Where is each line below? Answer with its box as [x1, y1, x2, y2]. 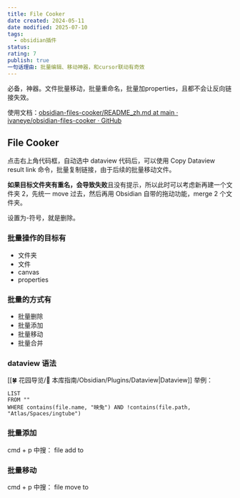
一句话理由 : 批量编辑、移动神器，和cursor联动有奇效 [7, 63, 145, 71]
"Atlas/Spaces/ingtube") [7, 410, 81, 417]
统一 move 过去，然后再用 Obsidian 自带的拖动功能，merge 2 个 [38, 190, 226, 198]
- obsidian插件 [14, 37, 57, 44]
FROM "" [7, 397, 31, 404]
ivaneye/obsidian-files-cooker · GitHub [7, 116, 122, 125]
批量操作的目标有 [7, 233, 66, 243]
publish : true [7, 57, 50, 64]
